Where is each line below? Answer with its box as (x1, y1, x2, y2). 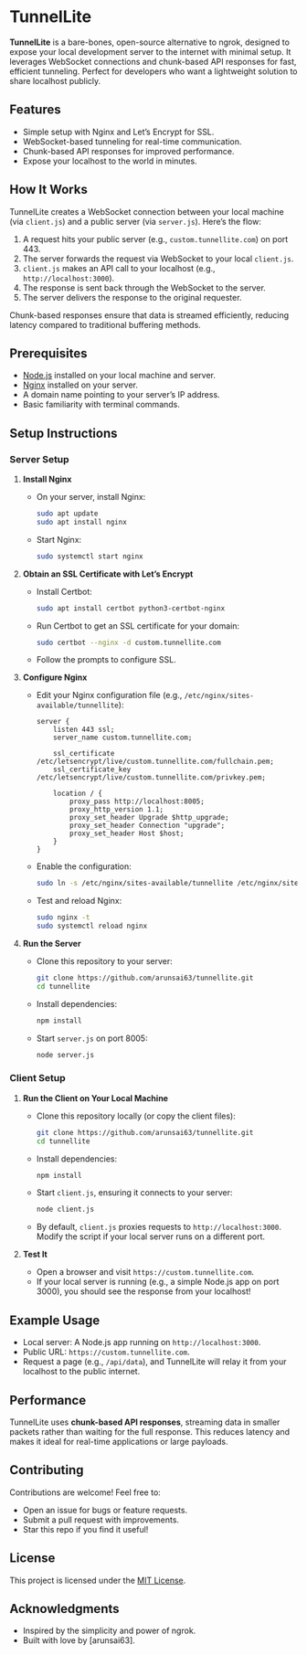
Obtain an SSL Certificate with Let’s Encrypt (22, 568, 194, 579)
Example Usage (9, 1312, 101, 1328)
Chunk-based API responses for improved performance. (22, 145, 235, 156)
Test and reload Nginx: (36, 896, 122, 907)
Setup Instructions (9, 425, 118, 440)
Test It (22, 1249, 48, 1260)
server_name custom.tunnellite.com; (53, 733, 193, 742)
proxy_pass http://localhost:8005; (69, 797, 206, 806)
